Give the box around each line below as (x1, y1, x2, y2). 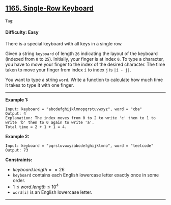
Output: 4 (5, 111, 26, 116)
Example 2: (5, 134, 30, 140)
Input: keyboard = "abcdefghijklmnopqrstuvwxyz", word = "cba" (5, 107, 142, 112)
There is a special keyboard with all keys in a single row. (5, 41, 123, 47)
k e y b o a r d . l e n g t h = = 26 (12, 167, 65, 173)
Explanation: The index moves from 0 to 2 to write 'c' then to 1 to (5, 116, 156, 121)
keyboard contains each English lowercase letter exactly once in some (12, 172, 159, 178)
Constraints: (5, 157, 33, 163)
